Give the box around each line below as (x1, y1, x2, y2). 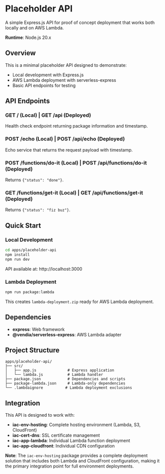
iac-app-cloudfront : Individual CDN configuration (12, 443, 115, 449)
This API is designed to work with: (5, 412, 75, 418)
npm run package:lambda (5, 290, 55, 295)
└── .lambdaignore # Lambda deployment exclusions (5, 385, 133, 390)
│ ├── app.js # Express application (5, 368, 114, 373)
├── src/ (5, 363, 23, 369)
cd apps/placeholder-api (5, 248, 57, 253)
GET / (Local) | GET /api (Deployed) (5, 112, 91, 119)
